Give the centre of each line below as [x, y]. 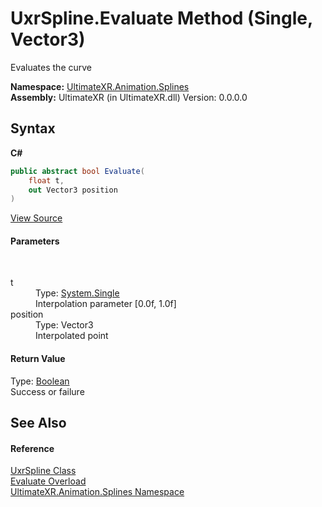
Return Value [38, 359]
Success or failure [47, 391]
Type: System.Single [77, 293]
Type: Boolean [40, 381]
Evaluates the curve [51, 67]
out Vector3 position [73, 190]
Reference [32, 448]
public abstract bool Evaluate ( [77, 171]
